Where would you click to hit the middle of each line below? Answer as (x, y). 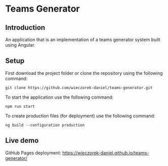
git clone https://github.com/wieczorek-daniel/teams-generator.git (79, 88)
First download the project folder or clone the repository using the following (84, 73)
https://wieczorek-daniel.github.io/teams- (106, 153)
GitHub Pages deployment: (33, 153)
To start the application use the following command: (59, 97)
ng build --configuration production (45, 125)
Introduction (25, 28)
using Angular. (20, 45)
